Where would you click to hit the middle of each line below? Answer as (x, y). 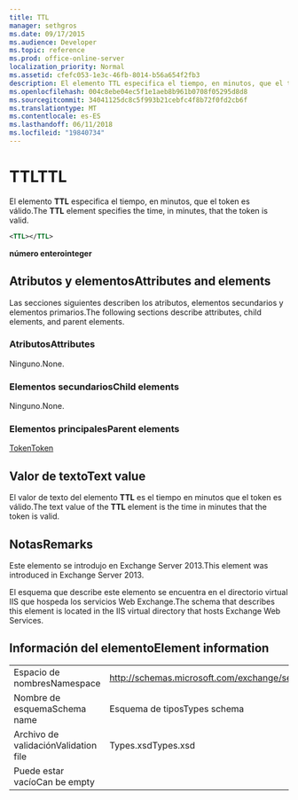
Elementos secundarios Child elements (94, 387)
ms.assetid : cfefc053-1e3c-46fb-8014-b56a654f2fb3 (105, 75)
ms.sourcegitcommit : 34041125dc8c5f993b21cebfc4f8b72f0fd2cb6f (129, 100)
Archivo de (36, 734)
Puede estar (39, 771)
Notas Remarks (51, 544)
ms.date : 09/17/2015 (47, 34)
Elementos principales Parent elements (94, 429)
